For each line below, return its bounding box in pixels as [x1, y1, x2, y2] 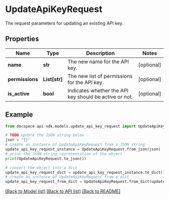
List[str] [43, 75, 63, 82]
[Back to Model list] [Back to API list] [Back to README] [5, 188, 121, 194]
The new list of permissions [67, 72, 133, 79]
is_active [8, 90, 30, 97]
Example [5, 111, 33, 119]
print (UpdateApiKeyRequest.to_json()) [5, 156, 87, 161]
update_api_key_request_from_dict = [5, 179, 82, 184]
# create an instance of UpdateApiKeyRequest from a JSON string [5, 142, 145, 147]
